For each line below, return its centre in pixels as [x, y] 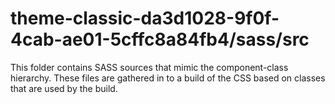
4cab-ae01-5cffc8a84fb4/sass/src [160, 39]
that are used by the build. [64, 88]
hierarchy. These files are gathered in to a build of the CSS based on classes [168, 78]
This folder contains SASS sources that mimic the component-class [149, 67]
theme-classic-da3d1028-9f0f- [145, 18]
